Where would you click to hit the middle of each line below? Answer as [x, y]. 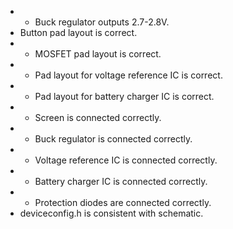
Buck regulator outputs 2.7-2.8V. [102, 22]
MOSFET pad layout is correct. [98, 54]
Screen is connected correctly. [98, 117]
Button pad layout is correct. [78, 32]
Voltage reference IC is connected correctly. [126, 160]
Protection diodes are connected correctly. [123, 202]
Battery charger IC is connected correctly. [121, 181]
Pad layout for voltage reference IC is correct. [128, 75]
